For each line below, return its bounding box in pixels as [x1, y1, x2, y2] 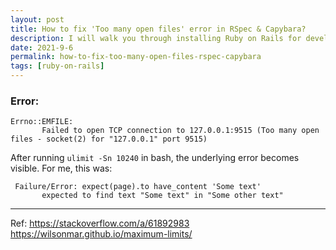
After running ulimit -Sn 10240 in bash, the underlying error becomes [10, 152, 300, 164]
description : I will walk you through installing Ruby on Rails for [10, 33, 302, 43]
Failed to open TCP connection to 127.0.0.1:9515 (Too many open [41, 126, 320, 136]
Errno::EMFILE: [10, 117, 74, 127]
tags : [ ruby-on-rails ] [10, 61, 105, 71]
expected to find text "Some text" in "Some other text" [41, 191, 284, 201]
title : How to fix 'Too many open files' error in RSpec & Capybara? [10, 24, 307, 34]
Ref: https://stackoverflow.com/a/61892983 [10, 217, 190, 230]
